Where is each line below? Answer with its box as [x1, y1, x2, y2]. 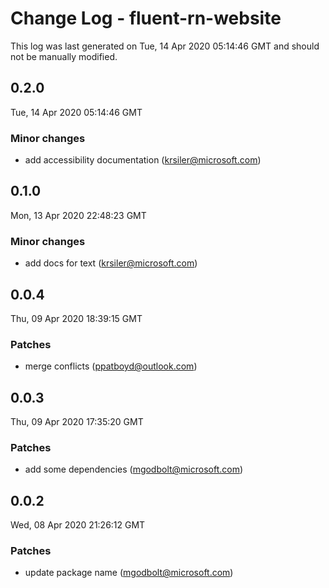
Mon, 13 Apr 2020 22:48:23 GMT [10, 209, 147, 221]
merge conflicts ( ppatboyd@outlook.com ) [24, 360, 198, 372]
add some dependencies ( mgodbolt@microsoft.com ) [24, 463, 244, 476]
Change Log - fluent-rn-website [10, 7, 282, 30]
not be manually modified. [10, 50, 118, 62]
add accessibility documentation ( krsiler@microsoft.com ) [24, 154, 262, 166]
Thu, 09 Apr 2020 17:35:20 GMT [10, 416, 144, 428]
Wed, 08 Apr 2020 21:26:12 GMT [10, 519, 146, 531]
